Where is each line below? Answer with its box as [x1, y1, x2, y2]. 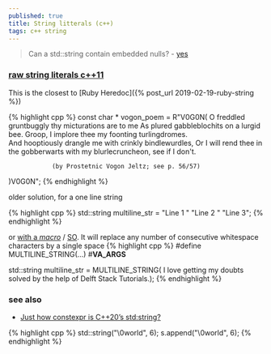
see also [8, 293, 42, 305]
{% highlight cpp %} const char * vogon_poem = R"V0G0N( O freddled [8, 112, 245, 122]
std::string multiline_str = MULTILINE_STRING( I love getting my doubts [8, 265, 244, 275]
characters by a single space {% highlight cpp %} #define [8, 241, 202, 250]
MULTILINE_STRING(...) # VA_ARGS [8, 249, 127, 259]
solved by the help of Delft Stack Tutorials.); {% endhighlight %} [8, 273, 222, 284]
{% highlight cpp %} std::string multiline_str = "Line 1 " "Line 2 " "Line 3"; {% [8, 207, 264, 217]
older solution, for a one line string [8, 192, 123, 202]
